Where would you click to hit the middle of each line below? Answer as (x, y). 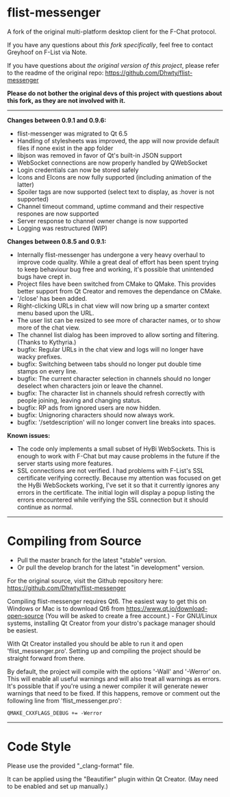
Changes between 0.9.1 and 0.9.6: (57, 120)
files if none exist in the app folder (65, 148)
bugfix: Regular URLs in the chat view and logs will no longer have (110, 349)
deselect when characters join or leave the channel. (90, 386)
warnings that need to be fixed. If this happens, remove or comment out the (114, 693)
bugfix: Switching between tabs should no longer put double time (109, 364)
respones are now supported (58, 213)
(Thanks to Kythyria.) (47, 342)
